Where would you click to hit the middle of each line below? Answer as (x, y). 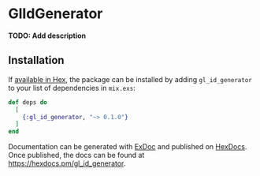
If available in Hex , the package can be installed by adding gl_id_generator (130, 79)
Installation (36, 60)
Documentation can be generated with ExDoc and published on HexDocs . (128, 147)
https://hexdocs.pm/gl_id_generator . (67, 163)
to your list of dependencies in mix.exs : (72, 88)
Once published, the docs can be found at (76, 155)
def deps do (28, 102)
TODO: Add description (47, 36)
